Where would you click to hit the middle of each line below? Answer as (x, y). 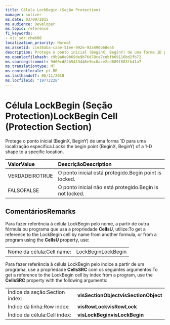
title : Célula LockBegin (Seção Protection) (53, 10)
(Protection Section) (49, 127)
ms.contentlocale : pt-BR (31, 71)
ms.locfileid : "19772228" (32, 80)
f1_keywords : (19, 33)
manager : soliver (24, 15)
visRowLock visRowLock (107, 306)
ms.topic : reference (27, 29)
